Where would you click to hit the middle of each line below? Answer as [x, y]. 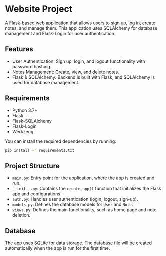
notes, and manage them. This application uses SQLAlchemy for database [81, 28]
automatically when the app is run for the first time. [58, 248]
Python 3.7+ [25, 110]
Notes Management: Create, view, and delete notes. [66, 72]
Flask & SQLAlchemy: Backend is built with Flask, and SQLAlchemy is [83, 77]
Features [19, 49]
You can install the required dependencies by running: [61, 141]
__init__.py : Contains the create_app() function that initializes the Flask [86, 189]
